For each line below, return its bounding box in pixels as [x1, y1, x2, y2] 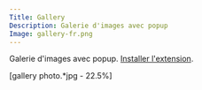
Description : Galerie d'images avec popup [9, 21, 168, 30]
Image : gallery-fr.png [9, 29, 93, 38]
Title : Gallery [9, 12, 66, 22]
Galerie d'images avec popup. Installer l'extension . [9, 54, 194, 64]
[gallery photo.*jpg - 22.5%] [9, 71, 113, 81]
